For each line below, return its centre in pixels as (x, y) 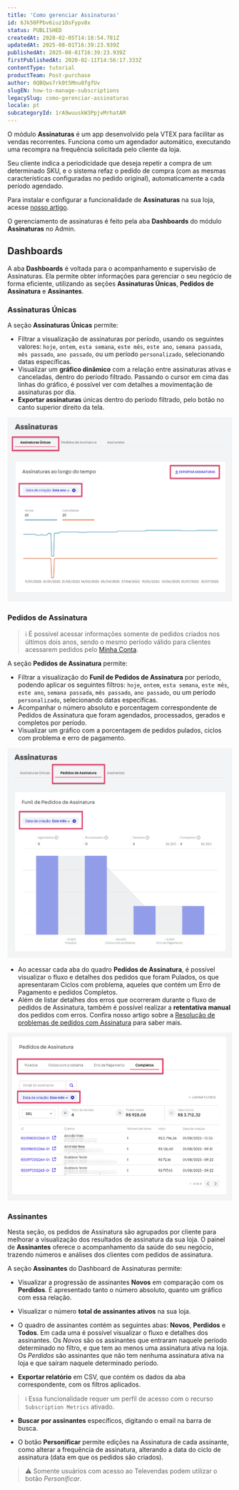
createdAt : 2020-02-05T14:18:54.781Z (63, 38)
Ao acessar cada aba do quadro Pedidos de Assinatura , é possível (116, 969)
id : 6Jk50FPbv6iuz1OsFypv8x (49, 22)
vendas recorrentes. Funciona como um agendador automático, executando (119, 142)
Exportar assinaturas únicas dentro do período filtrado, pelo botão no (121, 400)
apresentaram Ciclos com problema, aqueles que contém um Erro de (119, 985)
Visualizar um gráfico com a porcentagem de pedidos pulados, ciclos (119, 730)
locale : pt (24, 106)
